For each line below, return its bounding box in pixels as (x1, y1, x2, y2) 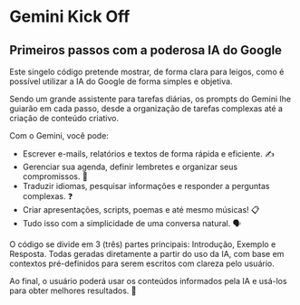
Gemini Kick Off (9, 6, 131, 27)
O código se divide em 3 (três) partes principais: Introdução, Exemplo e (9, 239, 276, 250)
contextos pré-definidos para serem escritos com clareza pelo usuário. (9, 258, 275, 269)
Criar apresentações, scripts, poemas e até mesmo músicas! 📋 (22, 205, 260, 214)
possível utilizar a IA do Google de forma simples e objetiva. (9, 76, 233, 87)
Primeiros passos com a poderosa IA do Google (9, 43, 283, 58)
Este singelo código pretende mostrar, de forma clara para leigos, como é (9, 66, 285, 77)
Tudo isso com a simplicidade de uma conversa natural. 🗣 (22, 218, 242, 228)
